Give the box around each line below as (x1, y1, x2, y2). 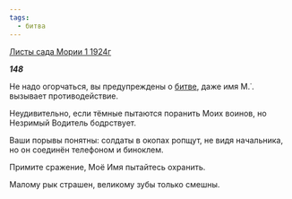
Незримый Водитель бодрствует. (9, 117, 137, 128)
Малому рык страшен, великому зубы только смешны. (9, 178, 220, 189)
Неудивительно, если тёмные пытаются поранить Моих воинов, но (9, 108, 267, 118)
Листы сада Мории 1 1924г (9, 46, 112, 56)
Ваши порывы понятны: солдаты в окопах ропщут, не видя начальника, (9, 134, 284, 145)
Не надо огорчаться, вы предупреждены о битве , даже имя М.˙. (9, 81, 255, 91)
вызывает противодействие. (9, 91, 119, 101)
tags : (9, 13, 30, 22)
